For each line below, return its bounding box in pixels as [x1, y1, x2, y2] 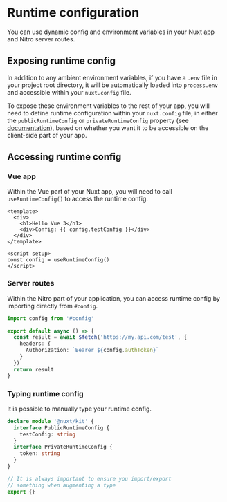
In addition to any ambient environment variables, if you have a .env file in [7, 73, 218, 82]
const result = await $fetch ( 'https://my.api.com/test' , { [13, 334, 188, 341]
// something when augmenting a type [7, 482, 116, 489]
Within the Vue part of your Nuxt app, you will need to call [7, 187, 172, 196]
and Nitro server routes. [7, 35, 75, 43]
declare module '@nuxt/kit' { [7, 418, 95, 425]
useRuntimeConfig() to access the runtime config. [7, 195, 149, 203]
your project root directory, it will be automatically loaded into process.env [7, 81, 218, 89]
